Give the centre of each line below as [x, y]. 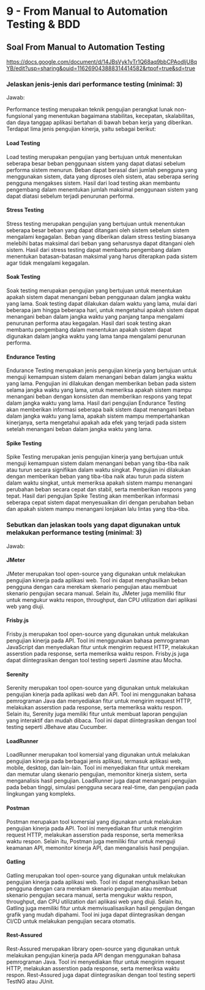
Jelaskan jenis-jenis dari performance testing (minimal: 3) [95, 84]
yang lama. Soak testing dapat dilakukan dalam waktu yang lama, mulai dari [102, 303]
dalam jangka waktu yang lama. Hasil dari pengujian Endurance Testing [96, 403]
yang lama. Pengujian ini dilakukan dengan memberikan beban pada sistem [101, 384]
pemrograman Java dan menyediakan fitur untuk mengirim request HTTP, [99, 701]
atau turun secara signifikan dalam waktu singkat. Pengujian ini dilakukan [99, 470]
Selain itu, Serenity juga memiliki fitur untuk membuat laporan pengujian [97, 714]
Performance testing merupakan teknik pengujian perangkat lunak [90, 109]
